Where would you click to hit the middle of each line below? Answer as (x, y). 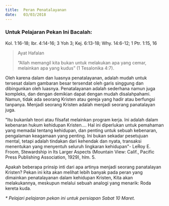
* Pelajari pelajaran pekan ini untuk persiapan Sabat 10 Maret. (70, 198)
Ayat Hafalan (31, 53)
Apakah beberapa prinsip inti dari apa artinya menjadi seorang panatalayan (83, 167)
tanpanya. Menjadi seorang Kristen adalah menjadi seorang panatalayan (80, 104)
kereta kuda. (18, 188)
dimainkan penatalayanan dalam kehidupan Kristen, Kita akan (69, 177)
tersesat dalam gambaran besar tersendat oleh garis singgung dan (74, 83)
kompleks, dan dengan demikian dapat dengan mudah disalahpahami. (78, 94)
